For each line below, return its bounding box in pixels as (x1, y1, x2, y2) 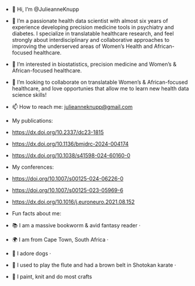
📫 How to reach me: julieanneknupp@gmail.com (11, 104, 133, 110)
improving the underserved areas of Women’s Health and (11, 42, 153, 50)
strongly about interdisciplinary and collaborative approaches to (11, 36, 170, 43)
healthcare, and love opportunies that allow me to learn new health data (11, 85, 190, 92)
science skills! (11, 92, 47, 98)
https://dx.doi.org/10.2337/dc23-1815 (11, 129, 104, 136)
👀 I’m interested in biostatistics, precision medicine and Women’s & (11, 60, 176, 68)
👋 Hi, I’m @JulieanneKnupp (11, 6, 80, 13)
